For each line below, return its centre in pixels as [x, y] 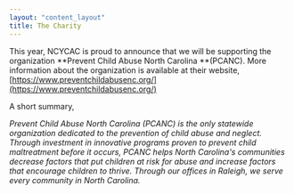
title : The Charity [45, 26]
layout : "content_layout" [57, 17]
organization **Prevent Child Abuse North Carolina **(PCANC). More [138, 61]
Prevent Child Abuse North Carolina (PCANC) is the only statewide [131, 123]
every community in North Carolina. [75, 180]
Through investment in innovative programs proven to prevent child [133, 142]
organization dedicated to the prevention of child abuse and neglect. [136, 133]
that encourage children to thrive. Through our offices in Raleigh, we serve [146, 171]
